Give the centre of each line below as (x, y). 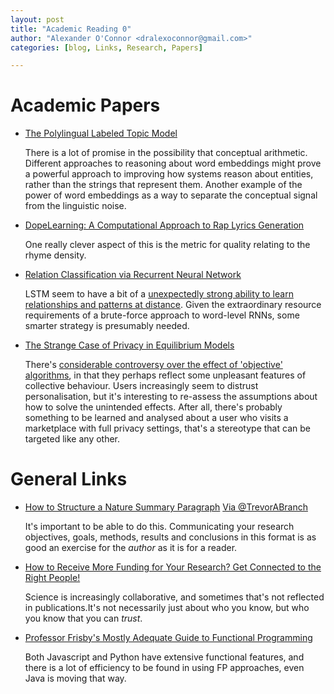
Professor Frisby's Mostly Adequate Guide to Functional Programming (168, 638)
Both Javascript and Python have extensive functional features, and (164, 657)
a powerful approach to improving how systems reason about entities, (169, 174)
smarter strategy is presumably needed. (107, 326)
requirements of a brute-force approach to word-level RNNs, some (162, 315)
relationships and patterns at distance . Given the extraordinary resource (173, 305)
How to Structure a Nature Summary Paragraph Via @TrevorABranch (166, 507)
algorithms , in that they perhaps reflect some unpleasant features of (165, 375)
